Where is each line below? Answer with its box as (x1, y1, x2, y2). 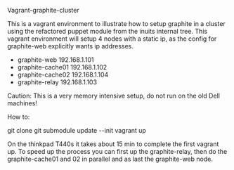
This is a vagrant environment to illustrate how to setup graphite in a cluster (7, 20, 226, 27)
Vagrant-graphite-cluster (7, 6, 79, 14)
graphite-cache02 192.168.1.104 (17, 70, 109, 79)
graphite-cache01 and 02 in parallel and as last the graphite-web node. (7, 155, 213, 163)
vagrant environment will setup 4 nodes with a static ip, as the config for (7, 34, 217, 43)
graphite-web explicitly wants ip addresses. (7, 42, 134, 50)
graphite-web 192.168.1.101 (17, 55, 94, 64)
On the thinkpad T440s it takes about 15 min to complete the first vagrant (7, 140, 219, 148)
